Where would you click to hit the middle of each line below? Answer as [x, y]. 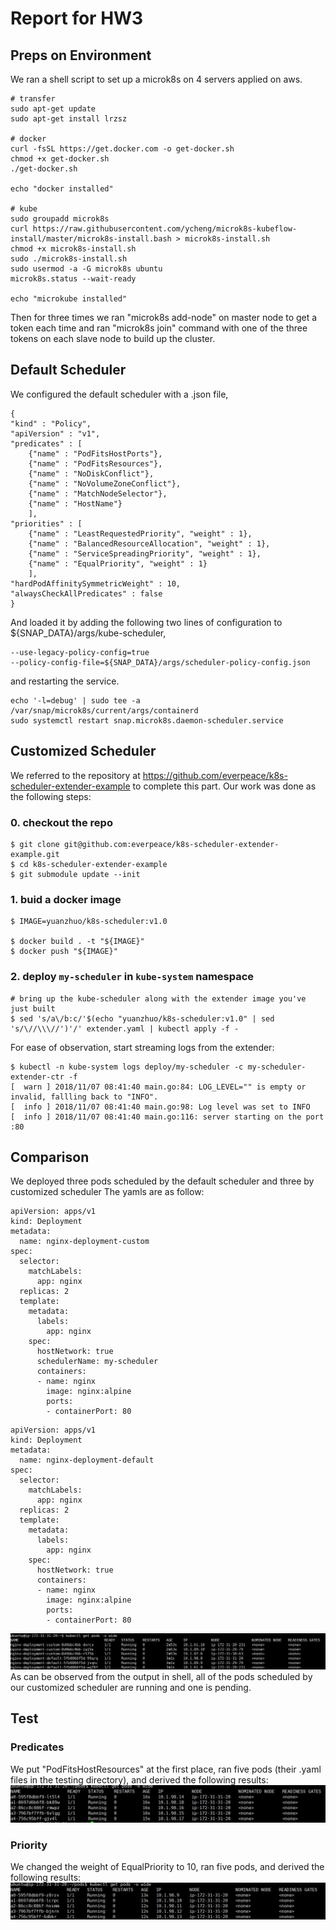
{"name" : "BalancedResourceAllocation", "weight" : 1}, [149, 543]
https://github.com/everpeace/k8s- [215, 775]
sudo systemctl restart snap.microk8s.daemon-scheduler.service [147, 720]
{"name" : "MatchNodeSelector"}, [98, 493]
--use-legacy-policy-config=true [80, 652]
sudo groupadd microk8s [60, 219]
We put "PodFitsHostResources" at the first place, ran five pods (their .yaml [166, 1769]
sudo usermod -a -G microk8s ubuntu [86, 269]
